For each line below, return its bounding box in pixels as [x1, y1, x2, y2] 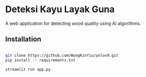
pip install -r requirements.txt [5, 57, 76, 63]
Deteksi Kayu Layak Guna [5, 4, 115, 15]
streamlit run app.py [5, 67, 51, 72]
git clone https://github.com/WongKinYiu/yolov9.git [5, 53, 119, 58]
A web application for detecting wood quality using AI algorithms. [5, 20, 141, 26]
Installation [5, 35, 41, 44]
